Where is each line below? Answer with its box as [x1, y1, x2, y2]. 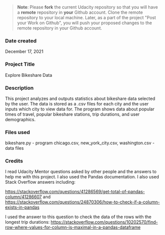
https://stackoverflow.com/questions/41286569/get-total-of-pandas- [5, 189, 145, 195]
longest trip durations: [5, 219, 50, 225]
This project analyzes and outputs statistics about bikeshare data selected [5, 96, 156, 101]
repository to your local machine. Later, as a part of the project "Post [17, 15, 156, 20]
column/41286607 [5, 194, 42, 200]
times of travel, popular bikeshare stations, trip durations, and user [5, 111, 140, 117]
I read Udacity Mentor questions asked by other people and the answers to [5, 168, 157, 174]
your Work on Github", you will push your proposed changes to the [17, 20, 152, 26]
